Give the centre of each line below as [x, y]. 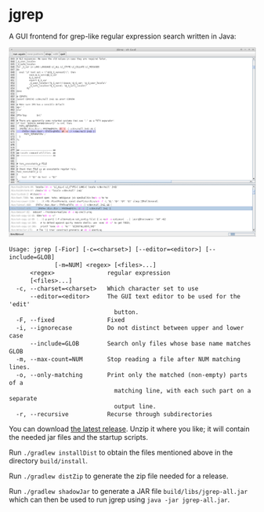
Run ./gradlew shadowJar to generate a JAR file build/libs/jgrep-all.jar [128, 491]
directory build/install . [49, 460]
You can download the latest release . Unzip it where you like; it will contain [129, 429]
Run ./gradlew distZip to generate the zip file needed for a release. [119, 476]
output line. [135, 406]
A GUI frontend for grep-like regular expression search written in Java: [123, 36]
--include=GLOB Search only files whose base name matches [140, 343]
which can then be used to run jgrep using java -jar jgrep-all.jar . [119, 499]
